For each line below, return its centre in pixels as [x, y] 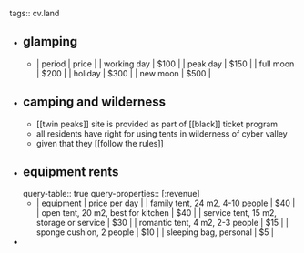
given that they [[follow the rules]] [100, 143]
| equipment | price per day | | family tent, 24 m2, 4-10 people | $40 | [166, 203]
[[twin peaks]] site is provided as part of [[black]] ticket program [157, 124]
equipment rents [71, 172]
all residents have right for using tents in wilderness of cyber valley [162, 133]
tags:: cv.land [35, 13]
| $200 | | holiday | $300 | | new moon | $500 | [123, 73]
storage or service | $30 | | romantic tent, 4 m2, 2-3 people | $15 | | [162, 223]
